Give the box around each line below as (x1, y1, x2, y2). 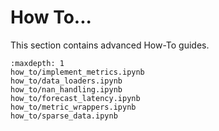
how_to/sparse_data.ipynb (10, 111, 118, 121)
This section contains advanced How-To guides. (10, 39, 210, 51)
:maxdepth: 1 (10, 58, 65, 68)
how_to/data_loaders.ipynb (10, 76, 123, 86)
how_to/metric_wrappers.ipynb (10, 102, 137, 112)
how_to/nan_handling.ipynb (10, 84, 123, 95)
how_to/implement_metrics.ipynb (10, 67, 145, 77)
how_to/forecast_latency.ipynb (10, 93, 141, 103)
